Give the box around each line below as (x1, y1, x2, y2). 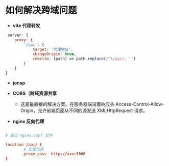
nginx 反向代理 (12, 118, 44, 124)
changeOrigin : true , (32, 51, 77, 57)
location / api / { (5, 142, 42, 147)
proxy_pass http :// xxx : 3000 (23, 151, 86, 157)
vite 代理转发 (12, 22, 40, 29)
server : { (7, 33, 29, 38)
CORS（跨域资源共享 (12, 90, 57, 96)
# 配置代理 (23, 147, 44, 152)
